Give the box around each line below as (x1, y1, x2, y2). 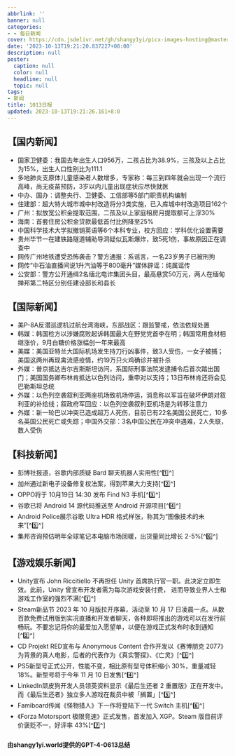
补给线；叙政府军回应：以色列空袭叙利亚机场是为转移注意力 (36, 400, 208, 408)
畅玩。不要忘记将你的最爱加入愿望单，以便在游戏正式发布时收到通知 (17, 623, 214, 631)
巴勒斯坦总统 (17, 382, 55, 391)
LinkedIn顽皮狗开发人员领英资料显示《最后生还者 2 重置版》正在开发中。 (17, 682, 227, 689)
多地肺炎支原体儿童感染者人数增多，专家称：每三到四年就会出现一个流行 (17, 173, 226, 182)
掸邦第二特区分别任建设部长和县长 (17, 278, 116, 287)
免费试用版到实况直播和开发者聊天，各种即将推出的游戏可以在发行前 (29, 614, 226, 622)
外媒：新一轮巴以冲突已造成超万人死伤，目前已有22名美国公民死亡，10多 (17, 408, 228, 417)
